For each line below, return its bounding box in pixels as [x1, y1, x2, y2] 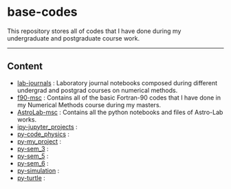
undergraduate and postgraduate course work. [7, 34, 140, 42]
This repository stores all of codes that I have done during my [7, 27, 181, 35]
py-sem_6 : [16, 159, 49, 167]
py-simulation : [16, 166, 60, 175]
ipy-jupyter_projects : [16, 122, 78, 131]
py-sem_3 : [16, 144, 49, 153]
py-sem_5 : [16, 152, 49, 160]
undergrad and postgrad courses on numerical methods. [16, 86, 178, 94]
